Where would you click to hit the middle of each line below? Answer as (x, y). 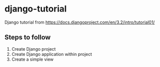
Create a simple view (32, 59)
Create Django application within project (52, 54)
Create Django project (34, 49)
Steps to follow (28, 37)
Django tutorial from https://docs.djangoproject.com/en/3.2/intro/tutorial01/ (80, 22)
